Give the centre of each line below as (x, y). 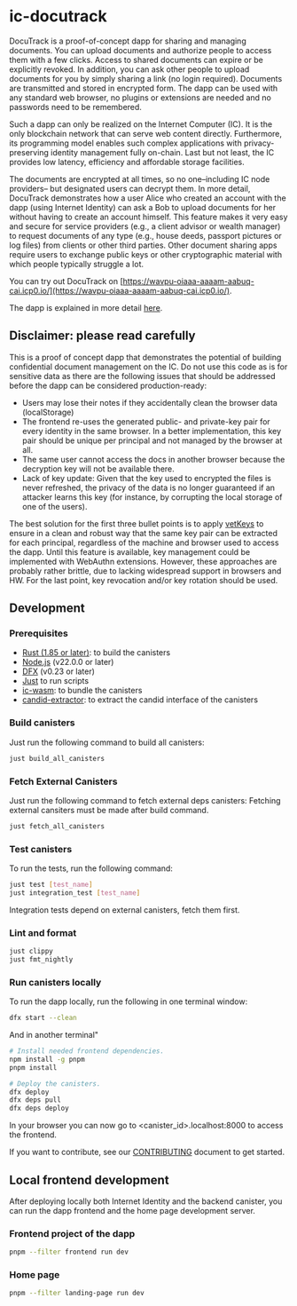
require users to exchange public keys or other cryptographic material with (145, 254)
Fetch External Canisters (63, 781)
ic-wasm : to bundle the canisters (82, 691)
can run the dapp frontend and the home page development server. (132, 1210)
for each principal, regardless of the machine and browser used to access (144, 542)
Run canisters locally (55, 982)
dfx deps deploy (39, 1108)
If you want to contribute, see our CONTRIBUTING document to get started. (147, 1152)
